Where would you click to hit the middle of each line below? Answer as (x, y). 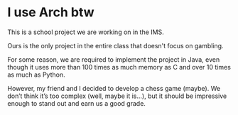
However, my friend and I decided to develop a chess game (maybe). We (114, 88)
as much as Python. (36, 75)
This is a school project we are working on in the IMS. (86, 32)
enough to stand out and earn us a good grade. (76, 103)
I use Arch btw (51, 12)
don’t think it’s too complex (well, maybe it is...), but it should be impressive (117, 96)
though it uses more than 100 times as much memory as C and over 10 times (119, 67)
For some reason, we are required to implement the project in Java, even (114, 59)
